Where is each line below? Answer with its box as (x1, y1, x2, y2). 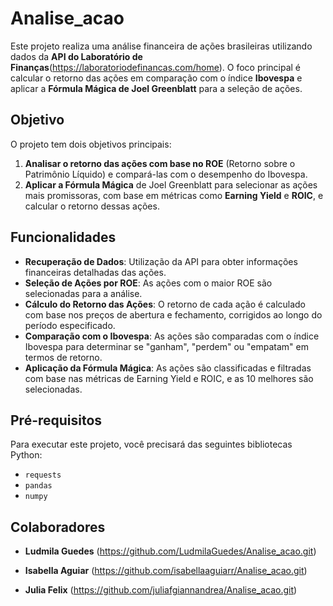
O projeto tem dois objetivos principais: (10, 138, 172, 150)
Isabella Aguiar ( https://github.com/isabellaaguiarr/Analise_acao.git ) (24, 565, 308, 577)
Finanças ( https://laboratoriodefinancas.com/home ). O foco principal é (10, 61, 302, 73)
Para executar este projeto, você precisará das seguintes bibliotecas (10, 438, 293, 451)
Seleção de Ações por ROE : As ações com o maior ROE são (24, 277, 273, 289)
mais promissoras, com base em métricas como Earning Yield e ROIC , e (24, 189, 324, 201)
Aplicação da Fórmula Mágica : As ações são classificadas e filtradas (24, 362, 312, 374)
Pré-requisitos (10, 412, 103, 429)
